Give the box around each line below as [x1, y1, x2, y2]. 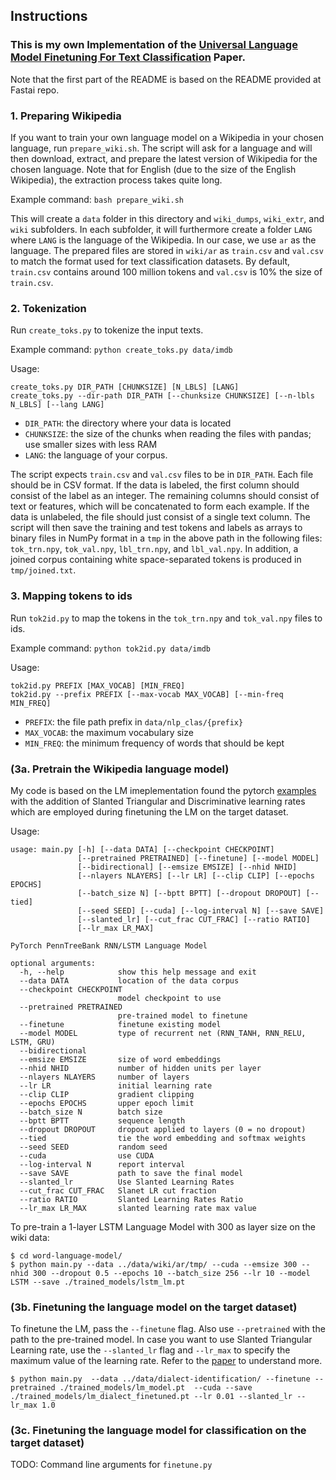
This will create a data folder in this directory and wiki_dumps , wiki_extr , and [10, 212, 325, 224]
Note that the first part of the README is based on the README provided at [10, 73, 322, 85]
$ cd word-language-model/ [10, 1250, 123, 1261]
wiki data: [10, 1231, 50, 1243]
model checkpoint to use [117, 993, 222, 1003]
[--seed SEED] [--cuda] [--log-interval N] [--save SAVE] [77, 905, 325, 916]
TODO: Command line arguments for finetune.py [10, 1459, 213, 1471]
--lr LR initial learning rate [19, 1080, 213, 1091]
